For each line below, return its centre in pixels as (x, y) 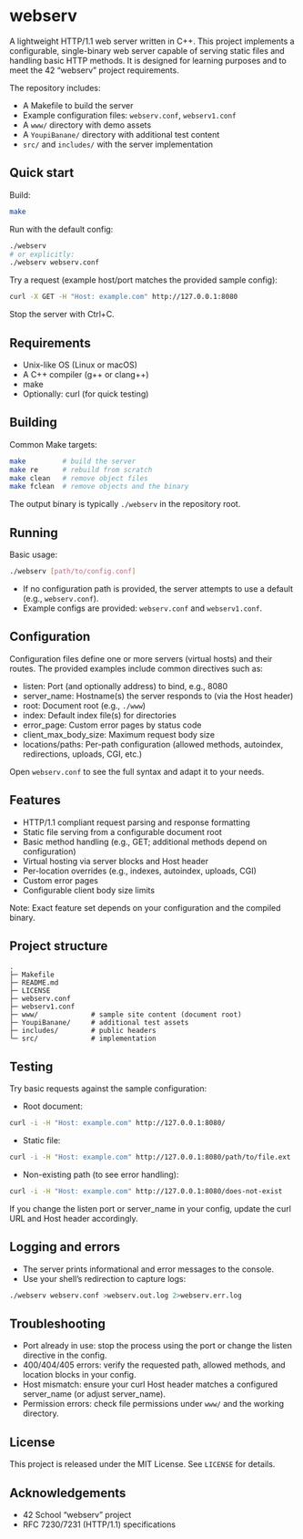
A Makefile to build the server (78, 105)
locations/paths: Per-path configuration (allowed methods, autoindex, (153, 744)
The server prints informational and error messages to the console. (148, 1269)
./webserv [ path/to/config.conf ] (73, 572)
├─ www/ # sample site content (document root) (126, 1015)
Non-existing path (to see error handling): (101, 1174)
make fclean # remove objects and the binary (99, 487)
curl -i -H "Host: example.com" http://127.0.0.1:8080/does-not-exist (146, 1191)
